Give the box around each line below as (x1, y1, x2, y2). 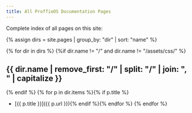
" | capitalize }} (6, 74, 63, 84)
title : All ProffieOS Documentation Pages (6, 8, 111, 15)
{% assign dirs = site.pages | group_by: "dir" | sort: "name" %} (6, 36, 157, 43)
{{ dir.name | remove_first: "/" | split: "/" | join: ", (6, 64, 187, 74)
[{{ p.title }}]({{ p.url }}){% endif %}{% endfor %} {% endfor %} (14, 100, 168, 107)
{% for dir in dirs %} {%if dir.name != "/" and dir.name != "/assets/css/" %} (6, 47, 186, 54)
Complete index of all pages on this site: (6, 25, 103, 32)
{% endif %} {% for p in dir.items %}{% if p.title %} (6, 89, 129, 96)
